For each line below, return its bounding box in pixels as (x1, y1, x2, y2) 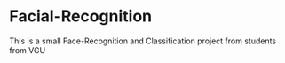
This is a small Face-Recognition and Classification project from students (9, 35, 277, 46)
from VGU (9, 44, 46, 55)
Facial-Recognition (9, 6, 153, 27)
